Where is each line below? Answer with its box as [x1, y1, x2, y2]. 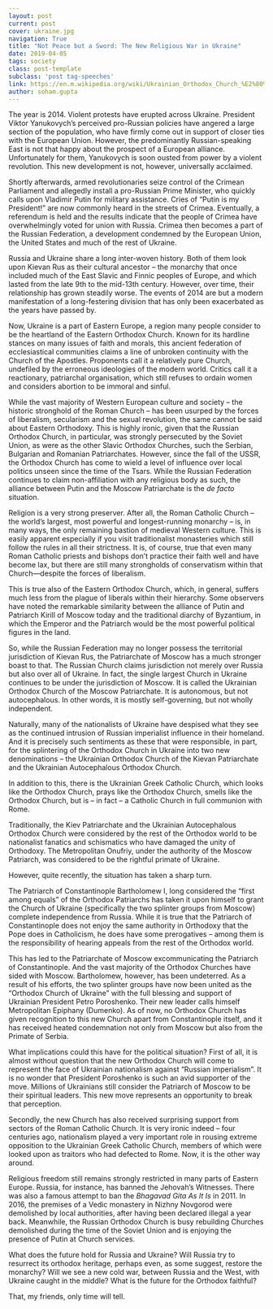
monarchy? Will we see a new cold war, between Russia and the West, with [8, 1268, 260, 1277]
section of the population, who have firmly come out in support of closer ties [8, 127, 265, 137]
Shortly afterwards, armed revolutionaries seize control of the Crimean [8, 177, 245, 187]
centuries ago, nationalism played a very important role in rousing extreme [8, 1132, 258, 1142]
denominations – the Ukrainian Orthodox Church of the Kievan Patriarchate [8, 754, 259, 764]
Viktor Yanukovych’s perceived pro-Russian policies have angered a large [8, 119, 254, 128]
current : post [8, 20, 57, 28]
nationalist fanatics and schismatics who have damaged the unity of [8, 837, 236, 847]
